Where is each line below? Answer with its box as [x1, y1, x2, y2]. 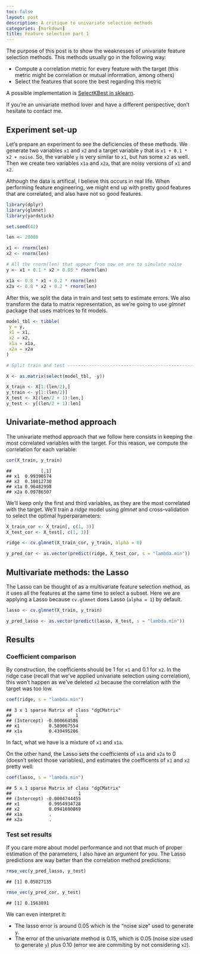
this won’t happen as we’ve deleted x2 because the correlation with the [6, 679, 180, 686]
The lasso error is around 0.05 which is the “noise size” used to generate [14, 922, 194, 930]
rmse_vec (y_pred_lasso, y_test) [6, 868, 86, 875]
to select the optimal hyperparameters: [6, 512, 102, 519]
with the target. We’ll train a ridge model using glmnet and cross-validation [6, 506, 189, 513]
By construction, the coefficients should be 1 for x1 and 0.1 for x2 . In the [6, 666, 181, 673]
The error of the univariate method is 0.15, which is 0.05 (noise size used [14, 935, 193, 942]
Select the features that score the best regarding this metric [14, 78, 162, 85]
